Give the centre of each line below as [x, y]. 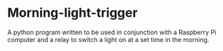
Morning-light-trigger [73, 13]
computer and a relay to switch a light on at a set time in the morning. [108, 39]
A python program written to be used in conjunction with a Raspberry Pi [112, 32]
